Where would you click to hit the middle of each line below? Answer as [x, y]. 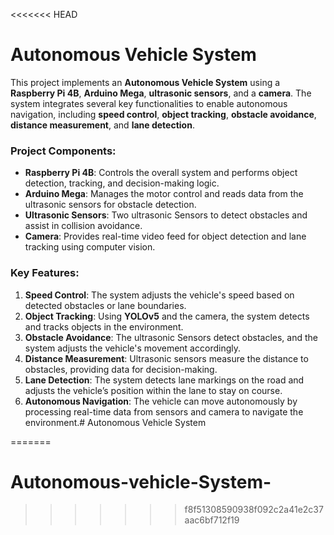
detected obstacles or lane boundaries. [105, 305]
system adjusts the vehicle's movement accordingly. [132, 348]
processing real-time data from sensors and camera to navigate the [164, 411]
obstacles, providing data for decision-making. [121, 369]
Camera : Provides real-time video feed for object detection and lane [165, 236]
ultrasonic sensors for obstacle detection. [110, 205]
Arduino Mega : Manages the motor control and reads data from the [164, 194]
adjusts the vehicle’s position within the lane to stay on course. [153, 390]
